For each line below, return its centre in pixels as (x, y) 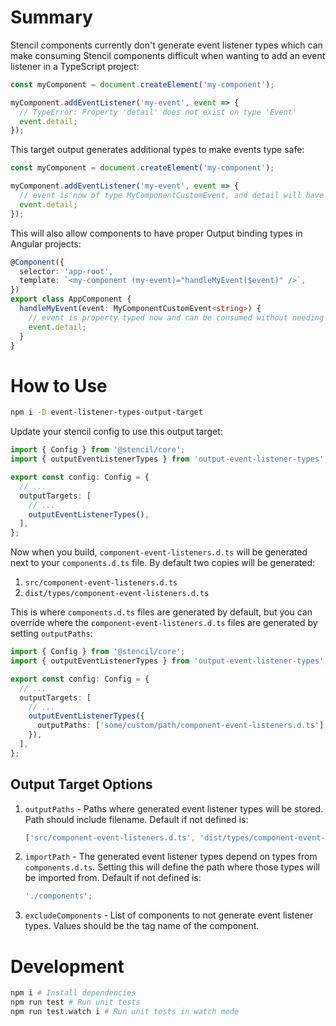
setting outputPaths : (51, 633)
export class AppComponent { (71, 299)
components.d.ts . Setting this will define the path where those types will (172, 867)
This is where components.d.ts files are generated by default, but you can (161, 612)
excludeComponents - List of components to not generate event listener (169, 915)
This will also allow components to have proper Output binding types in (156, 233)
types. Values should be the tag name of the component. (142, 926)
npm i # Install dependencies (73, 993)
